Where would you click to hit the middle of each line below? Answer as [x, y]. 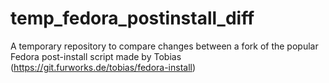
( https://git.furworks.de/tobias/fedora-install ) [103, 67]
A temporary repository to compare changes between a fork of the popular [164, 46]
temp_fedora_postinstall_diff [132, 18]
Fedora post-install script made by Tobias [96, 56]
